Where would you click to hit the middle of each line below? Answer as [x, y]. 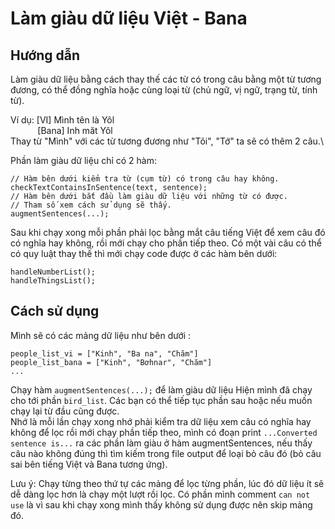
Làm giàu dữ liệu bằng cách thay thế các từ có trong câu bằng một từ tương [166, 79]
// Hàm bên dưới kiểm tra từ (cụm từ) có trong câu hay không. [145, 179]
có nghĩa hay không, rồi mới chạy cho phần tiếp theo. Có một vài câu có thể [166, 243]
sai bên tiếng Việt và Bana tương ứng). [89, 464]
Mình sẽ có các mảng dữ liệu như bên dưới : [101, 335]
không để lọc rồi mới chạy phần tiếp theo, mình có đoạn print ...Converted [164, 432]
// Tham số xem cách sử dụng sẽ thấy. [91, 205]
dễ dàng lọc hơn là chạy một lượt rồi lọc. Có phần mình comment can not [160, 494]
